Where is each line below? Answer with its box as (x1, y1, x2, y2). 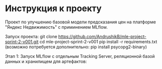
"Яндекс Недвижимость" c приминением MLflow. (5, 24, 108, 30)
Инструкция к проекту (5, 3, 102, 14)
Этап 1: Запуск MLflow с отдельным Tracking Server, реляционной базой (5, 53, 155, 59)
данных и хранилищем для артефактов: (5, 58, 87, 64)
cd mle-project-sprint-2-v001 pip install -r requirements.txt (39, 38, 158, 44)
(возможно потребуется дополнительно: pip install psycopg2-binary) (5, 44, 147, 50)
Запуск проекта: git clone (5, 34, 57, 39)
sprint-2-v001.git (5, 38, 39, 44)
